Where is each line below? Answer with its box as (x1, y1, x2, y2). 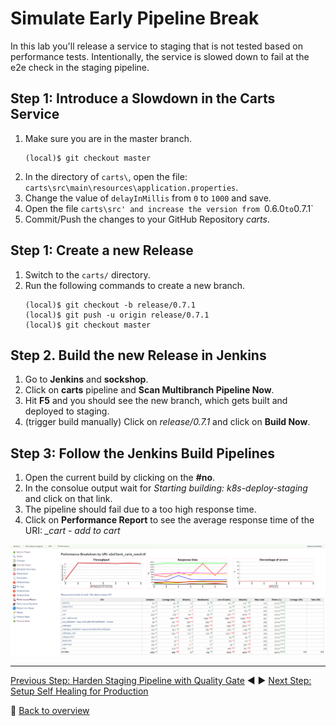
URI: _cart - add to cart (24, 525, 121, 537)
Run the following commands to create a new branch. (24, 279, 246, 291)
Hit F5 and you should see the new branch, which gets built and (24, 395, 288, 407)
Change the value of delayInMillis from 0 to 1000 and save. (24, 192, 272, 204)
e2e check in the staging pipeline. (10, 61, 150, 73)
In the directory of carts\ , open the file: (24, 170, 188, 182)
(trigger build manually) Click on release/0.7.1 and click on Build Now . (24, 416, 311, 428)
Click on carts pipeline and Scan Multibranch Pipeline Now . (24, 384, 275, 396)
